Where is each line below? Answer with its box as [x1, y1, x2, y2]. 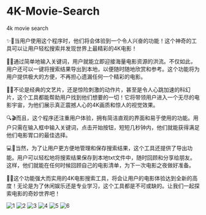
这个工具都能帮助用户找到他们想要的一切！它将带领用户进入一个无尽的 [17, 93, 194, 101]
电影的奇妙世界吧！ [11, 189, 60, 197]
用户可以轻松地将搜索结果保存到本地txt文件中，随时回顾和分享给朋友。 [17, 154, 196, 161]
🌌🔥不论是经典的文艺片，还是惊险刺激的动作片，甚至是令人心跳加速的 [6, 86, 180, 93]
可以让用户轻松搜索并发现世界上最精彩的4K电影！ [11, 45, 137, 52]
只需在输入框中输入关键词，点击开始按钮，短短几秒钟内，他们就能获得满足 [11, 123, 200, 131]
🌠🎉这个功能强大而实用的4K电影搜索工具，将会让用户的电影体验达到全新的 [6, 174, 193, 181]
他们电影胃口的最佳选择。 [6, 131, 71, 139]
